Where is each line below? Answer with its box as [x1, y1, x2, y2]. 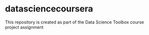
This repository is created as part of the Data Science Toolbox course [5, 19, 144, 25]
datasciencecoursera [5, 3, 93, 14]
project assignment [5, 24, 44, 30]
